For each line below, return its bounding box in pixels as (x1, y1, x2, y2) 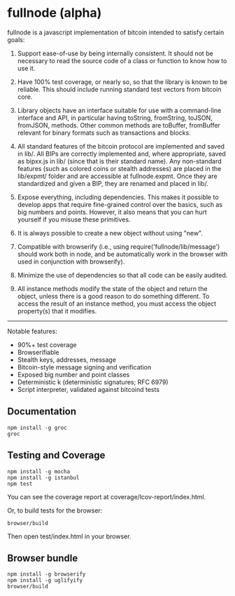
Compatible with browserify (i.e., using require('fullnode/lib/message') (17, 242, 220, 250)
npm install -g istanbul (7, 474, 80, 481)
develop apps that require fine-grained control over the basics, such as (17, 200, 222, 208)
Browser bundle (7, 552, 78, 564)
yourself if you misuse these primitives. (17, 215, 131, 224)
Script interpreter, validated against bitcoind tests (17, 385, 159, 393)
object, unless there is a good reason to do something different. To (17, 292, 210, 300)
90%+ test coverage (17, 340, 77, 348)
